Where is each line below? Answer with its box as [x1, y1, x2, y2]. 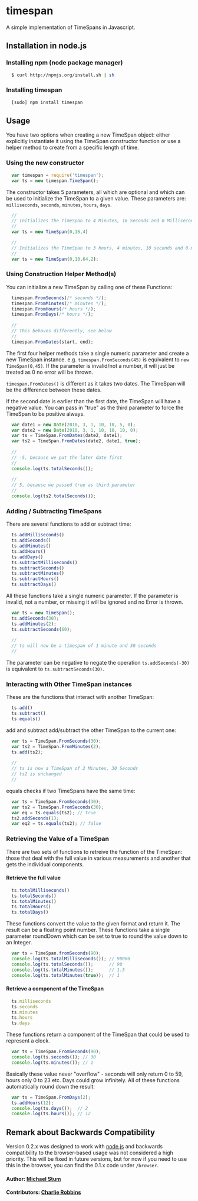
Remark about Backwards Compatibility [6, 1127, 155, 1137]
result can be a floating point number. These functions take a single [6, 927, 170, 934]
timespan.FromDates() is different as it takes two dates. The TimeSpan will [6, 380, 186, 387]
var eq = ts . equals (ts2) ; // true [11, 810, 96, 815]
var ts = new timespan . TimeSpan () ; [11, 177, 99, 184]
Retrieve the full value [6, 874, 61, 882]
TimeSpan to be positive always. [6, 410, 85, 417]
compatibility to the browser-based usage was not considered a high [6, 1149, 174, 1157]
